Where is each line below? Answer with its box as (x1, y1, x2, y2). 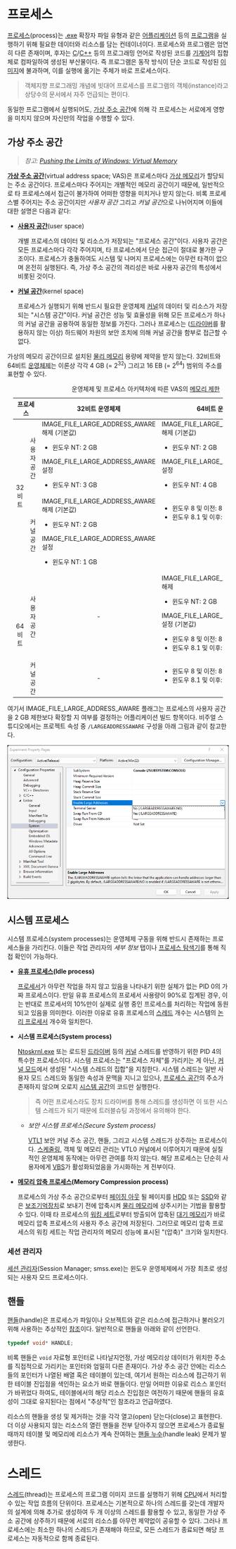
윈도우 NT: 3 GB (52, 480, 98, 489)
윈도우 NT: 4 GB (171, 480, 218, 489)
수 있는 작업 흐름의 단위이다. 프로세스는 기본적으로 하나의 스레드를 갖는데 (7, 1499, 206, 1507)
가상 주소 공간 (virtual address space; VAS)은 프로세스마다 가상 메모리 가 (7, 171, 206, 180)
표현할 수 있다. (7, 370, 47, 378)
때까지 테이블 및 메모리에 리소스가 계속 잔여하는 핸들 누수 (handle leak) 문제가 (7, 1429, 220, 1438)
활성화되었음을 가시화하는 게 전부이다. (72, 1162, 176, 1171)
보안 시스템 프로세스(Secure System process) (27, 1121, 156, 1129)
